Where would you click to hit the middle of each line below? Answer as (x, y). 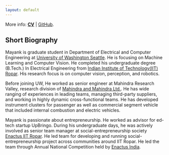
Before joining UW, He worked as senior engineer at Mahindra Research (80, 83)
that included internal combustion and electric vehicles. (63, 110)
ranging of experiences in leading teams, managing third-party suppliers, (81, 94)
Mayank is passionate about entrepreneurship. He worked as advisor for (80, 120)
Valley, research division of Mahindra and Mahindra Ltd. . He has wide (77, 89)
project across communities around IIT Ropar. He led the (101, 141)
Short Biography (32, 40)
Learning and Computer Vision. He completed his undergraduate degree (80, 63)
